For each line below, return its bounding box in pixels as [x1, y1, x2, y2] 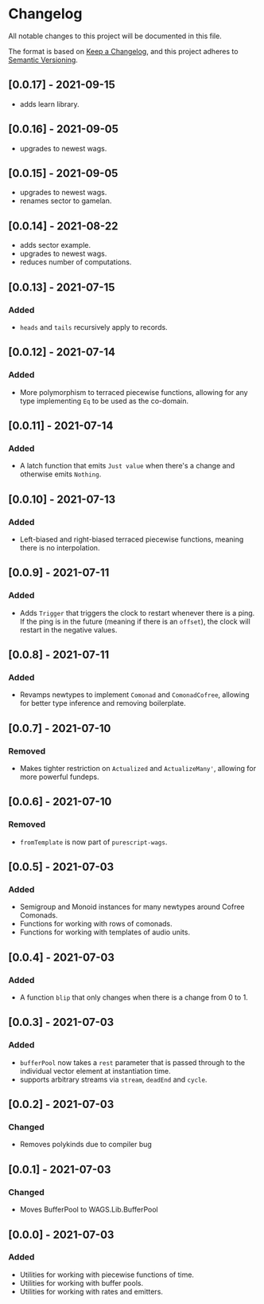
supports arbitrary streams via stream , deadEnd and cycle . [19, 1075, 208, 1084]
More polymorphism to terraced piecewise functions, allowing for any [19, 387, 248, 397]
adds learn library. [19, 99, 80, 108]
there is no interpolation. [19, 542, 100, 552]
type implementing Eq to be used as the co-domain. [19, 396, 189, 405]
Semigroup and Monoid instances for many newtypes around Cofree [19, 902, 245, 912]
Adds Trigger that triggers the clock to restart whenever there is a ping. [19, 608, 255, 617]
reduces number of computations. [19, 257, 132, 267]
